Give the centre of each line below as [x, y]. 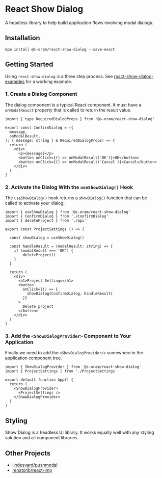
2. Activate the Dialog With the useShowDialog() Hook [69, 187]
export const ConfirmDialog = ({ [39, 128]
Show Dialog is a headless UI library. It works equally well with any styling [80, 432]
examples [15, 81]
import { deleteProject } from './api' [46, 221]
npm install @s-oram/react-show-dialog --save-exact [60, 49]
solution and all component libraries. [42, 438]
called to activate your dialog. [35, 203]
